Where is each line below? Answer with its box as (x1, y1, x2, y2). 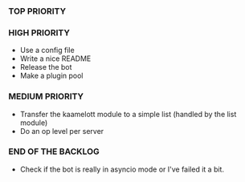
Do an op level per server (19, 126, 104, 135)
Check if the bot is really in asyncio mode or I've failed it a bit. (19, 164, 225, 174)
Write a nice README (19, 54, 92, 63)
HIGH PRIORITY (8, 26, 71, 38)
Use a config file (19, 46, 75, 55)
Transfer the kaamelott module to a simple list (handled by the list (19, 109, 237, 119)
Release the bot (19, 63, 72, 72)
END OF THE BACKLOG (8, 146, 100, 157)
